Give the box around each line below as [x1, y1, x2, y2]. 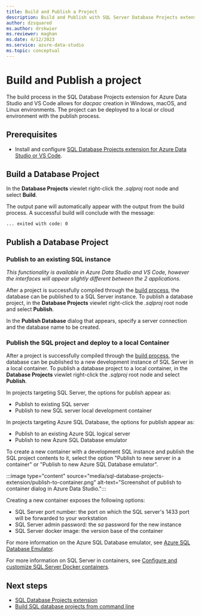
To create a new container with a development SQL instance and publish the [6, 448, 194, 455]
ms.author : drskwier [6, 25, 58, 32]
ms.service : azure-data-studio [6, 42, 84, 48]
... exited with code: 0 [6, 221, 68, 227]
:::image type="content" [6, 472, 66, 480]
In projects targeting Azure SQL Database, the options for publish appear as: [6, 419, 195, 426]
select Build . [6, 191, 38, 199]
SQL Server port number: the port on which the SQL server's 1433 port [14, 508, 190, 516]
